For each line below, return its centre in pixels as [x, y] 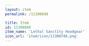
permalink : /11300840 [27, 14]
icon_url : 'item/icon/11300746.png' [42, 36]
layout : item [18, 9]
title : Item [17, 23]
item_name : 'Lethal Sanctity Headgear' [45, 32]
